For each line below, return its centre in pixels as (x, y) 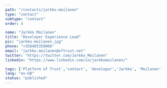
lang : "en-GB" (20, 74)
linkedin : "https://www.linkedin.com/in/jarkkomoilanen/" (66, 60)
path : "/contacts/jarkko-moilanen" (42, 10)
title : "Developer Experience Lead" (43, 37)
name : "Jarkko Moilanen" (31, 33)
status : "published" (27, 78)
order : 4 (14, 23)
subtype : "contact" (25, 19)
